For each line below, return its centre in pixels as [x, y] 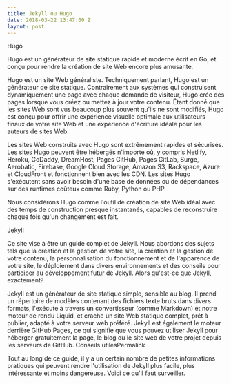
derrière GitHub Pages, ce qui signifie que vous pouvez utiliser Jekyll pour [113, 330]
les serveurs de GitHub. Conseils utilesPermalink [76, 345]
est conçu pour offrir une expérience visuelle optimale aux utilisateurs [106, 117]
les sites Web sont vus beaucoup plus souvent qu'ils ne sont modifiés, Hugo [115, 109]
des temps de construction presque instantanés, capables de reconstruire [112, 210]
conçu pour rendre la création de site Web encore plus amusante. [100, 67]
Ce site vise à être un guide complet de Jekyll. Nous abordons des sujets [111, 244]
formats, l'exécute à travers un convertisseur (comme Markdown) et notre [112, 309]
